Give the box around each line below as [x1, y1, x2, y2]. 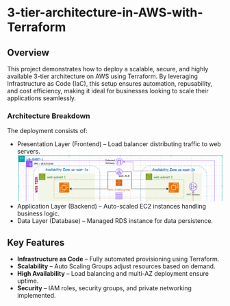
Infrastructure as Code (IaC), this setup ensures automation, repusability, [7, 80, 213, 87]
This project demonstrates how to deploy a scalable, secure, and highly [7, 65, 209, 73]
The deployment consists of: [7, 127, 88, 135]
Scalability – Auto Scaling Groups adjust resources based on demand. [16, 262, 216, 270]
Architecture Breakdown [7, 111, 90, 121]
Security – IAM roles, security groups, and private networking [16, 283, 192, 292]
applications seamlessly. [7, 94, 77, 102]
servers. [16, 148, 41, 156]
